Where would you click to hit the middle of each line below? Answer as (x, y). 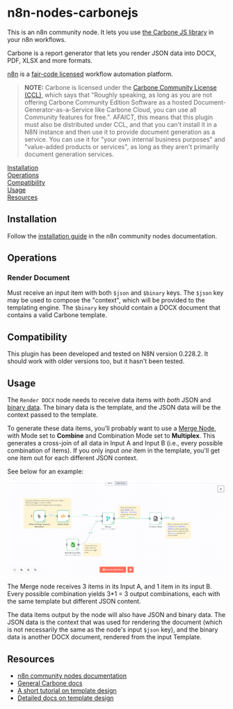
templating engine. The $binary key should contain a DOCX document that (114, 307)
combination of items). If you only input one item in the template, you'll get (114, 450)
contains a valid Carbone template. (57, 315)
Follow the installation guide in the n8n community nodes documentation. (112, 236)
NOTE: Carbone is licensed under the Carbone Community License (120, 87)
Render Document (39, 278)
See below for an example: (46, 471)
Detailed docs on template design (65, 698)
